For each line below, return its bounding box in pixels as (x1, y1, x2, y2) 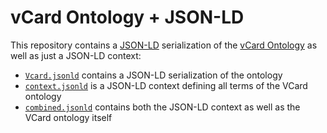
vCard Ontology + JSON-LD (10, 6, 245, 29)
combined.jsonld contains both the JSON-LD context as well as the (24, 101, 301, 113)
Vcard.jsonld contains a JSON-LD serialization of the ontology (24, 69, 283, 81)
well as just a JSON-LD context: (10, 49, 142, 61)
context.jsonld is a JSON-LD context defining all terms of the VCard (24, 79, 308, 91)
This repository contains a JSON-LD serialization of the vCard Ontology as (10, 39, 318, 51)
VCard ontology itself (24, 111, 113, 123)
